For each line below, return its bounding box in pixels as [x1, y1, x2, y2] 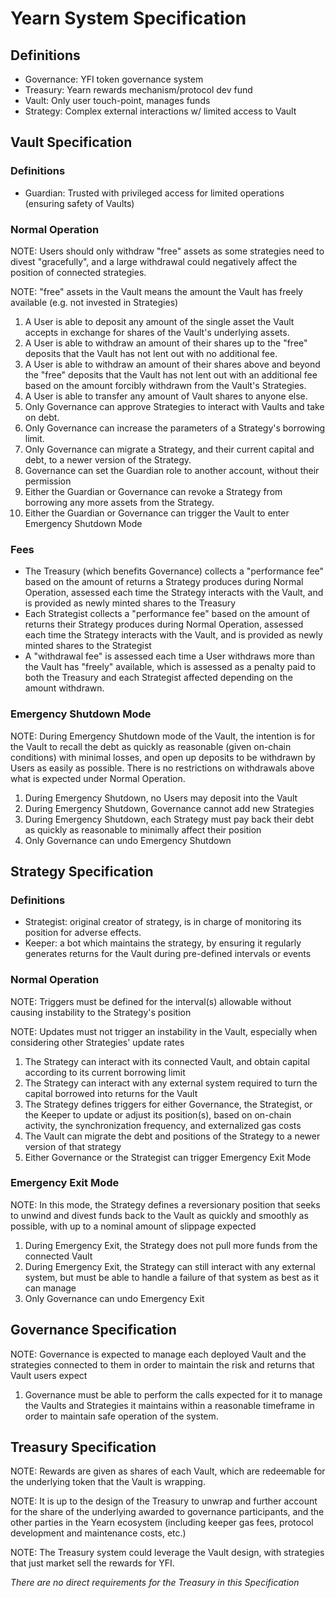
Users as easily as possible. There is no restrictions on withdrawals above [10, 762, 315, 774]
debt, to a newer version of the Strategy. [24, 453, 192, 466]
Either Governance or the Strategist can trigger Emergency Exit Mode [24, 1151, 312, 1163]
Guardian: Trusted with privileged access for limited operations [24, 187, 285, 199]
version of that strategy [24, 1140, 122, 1152]
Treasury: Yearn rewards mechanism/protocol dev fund [24, 84, 253, 96]
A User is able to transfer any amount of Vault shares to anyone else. [24, 390, 308, 402]
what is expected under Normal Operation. [10, 772, 186, 784]
